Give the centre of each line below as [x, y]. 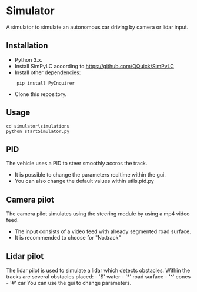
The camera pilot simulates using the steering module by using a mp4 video [98, 214]
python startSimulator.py [38, 131]
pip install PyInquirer [46, 83]
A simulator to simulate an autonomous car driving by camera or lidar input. [97, 27]
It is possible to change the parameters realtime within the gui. [90, 175]
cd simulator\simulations [38, 126]
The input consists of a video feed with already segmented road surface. [103, 231]
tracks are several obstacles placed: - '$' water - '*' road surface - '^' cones [98, 277]
